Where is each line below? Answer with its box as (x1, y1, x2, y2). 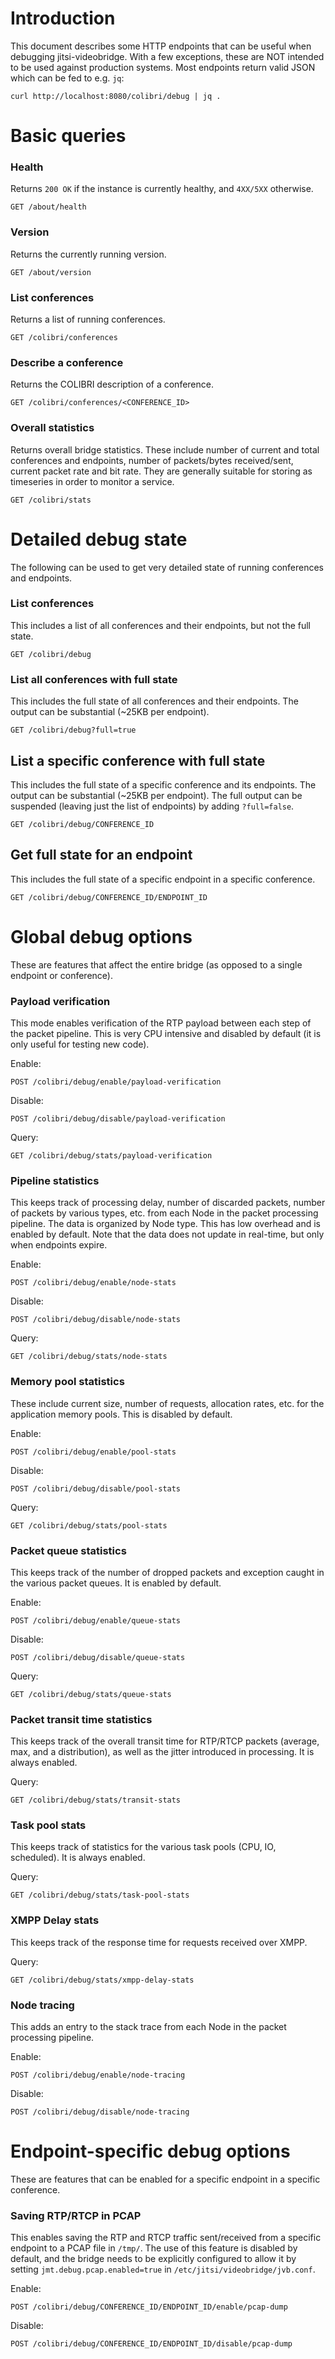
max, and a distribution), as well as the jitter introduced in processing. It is (10, 1746, 315, 1758)
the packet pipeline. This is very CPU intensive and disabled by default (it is (10, 1028, 322, 1039)
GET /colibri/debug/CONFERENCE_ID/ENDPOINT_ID (10, 892, 208, 902)
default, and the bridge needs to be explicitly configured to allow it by (10, 2253, 297, 2265)
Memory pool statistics (10, 1375, 125, 1389)
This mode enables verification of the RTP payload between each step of (10, 1017, 312, 1029)
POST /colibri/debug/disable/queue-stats (10, 1652, 186, 1662)
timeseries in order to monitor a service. (10, 475, 175, 487)
